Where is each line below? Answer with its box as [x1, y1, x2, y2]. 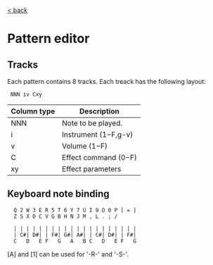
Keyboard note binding [7, 188, 110, 200]
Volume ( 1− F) [62, 141, 108, 151]
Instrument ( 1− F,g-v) [62, 130, 134, 140]
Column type [11, 106, 56, 116]
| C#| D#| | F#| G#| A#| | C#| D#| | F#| [13, 231, 137, 238]
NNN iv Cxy [10, 91, 42, 98]
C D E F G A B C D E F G [13, 238, 137, 245]
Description [79, 106, 120, 116]
